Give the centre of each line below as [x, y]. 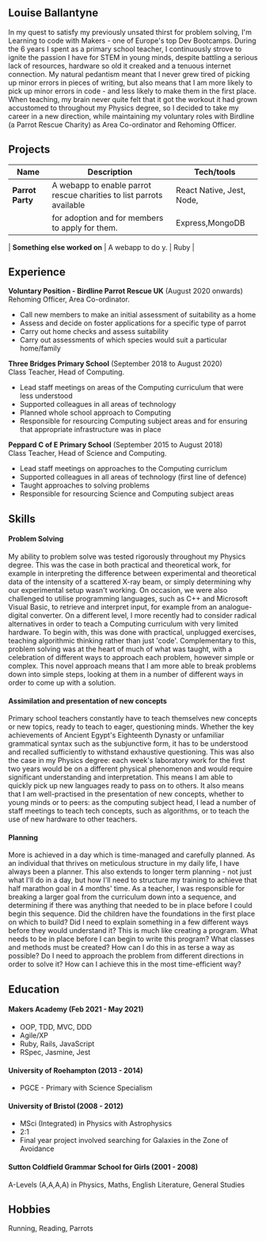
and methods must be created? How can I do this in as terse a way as [122, 947]
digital [18, 616]
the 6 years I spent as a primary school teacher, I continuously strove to [125, 49]
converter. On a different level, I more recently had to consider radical [143, 616]
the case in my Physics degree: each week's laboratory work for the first [127, 761]
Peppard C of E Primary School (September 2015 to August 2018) [116, 445]
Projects [29, 150]
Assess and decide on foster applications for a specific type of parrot [133, 323]
